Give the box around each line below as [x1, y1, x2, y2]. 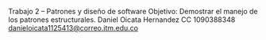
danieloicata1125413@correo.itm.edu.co [8, 24, 139, 32]
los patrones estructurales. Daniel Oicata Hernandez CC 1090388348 [8, 15, 236, 24]
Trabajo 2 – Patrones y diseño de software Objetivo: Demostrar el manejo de [8, 7, 258, 16]
